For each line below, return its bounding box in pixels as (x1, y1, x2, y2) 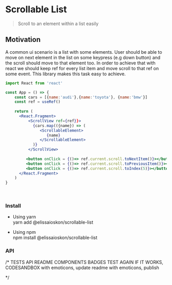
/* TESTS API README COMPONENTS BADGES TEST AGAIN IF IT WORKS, (5, 259, 164, 265)
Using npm (12, 229, 36, 235)
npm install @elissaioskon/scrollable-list (12, 234, 98, 241)
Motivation (5, 35, 41, 44)
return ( (14, 109, 33, 114)
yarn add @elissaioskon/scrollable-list (12, 219, 94, 226)
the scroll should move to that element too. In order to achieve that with (5, 60, 156, 66)
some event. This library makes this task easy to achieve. (5, 71, 126, 77)
